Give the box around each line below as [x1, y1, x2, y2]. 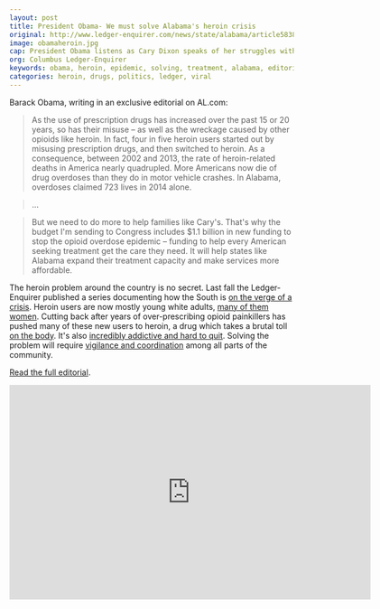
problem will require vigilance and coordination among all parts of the [9, 340, 268, 351]
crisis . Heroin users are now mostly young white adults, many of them [9, 301, 269, 312]
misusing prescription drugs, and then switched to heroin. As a [31, 143, 265, 154]
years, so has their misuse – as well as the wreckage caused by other [31, 124, 291, 135]
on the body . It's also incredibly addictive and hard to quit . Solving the [9, 330, 269, 341]
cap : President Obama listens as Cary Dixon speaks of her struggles [9, 47, 277, 56]
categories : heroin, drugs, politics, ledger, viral [9, 72, 212, 81]
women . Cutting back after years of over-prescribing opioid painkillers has [9, 311, 286, 322]
